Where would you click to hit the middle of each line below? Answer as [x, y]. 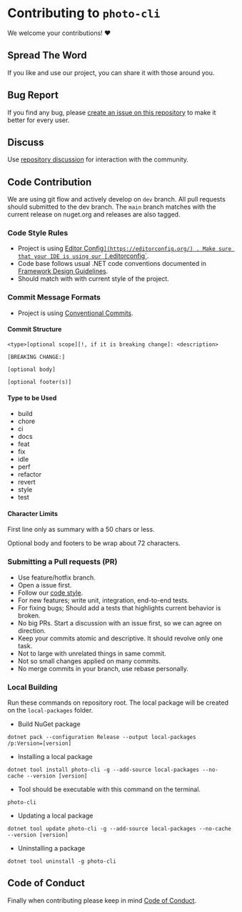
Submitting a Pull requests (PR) [62, 562]
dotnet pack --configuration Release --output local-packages [102, 737]
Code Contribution [50, 182]
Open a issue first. [45, 585]
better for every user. [39, 120]
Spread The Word [47, 55]
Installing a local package [55, 756]
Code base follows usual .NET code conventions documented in [112, 264]
